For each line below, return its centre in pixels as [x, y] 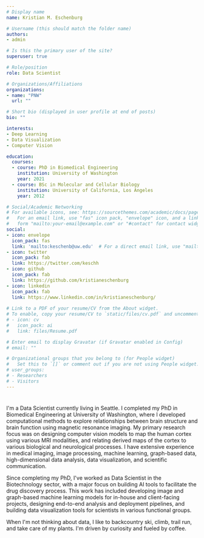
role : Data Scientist [34, 73]
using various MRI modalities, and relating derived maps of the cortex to [96, 440]
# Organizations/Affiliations [45, 84]
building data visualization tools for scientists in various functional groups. [99, 510]
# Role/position [27, 67]
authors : [17, 34]
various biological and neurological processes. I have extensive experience [100, 446]
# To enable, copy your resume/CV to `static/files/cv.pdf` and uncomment [103, 314]
